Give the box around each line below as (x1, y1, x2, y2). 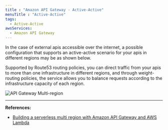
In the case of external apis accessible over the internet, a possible (5, 44, 143, 50)
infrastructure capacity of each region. (5, 80, 85, 86)
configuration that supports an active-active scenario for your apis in (5, 49, 147, 55)
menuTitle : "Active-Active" (5, 12, 66, 17)
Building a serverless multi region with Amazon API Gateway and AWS (12, 114, 157, 120)
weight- (138, 70, 154, 75)
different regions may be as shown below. (5, 55, 91, 60)
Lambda (12, 119, 29, 125)
